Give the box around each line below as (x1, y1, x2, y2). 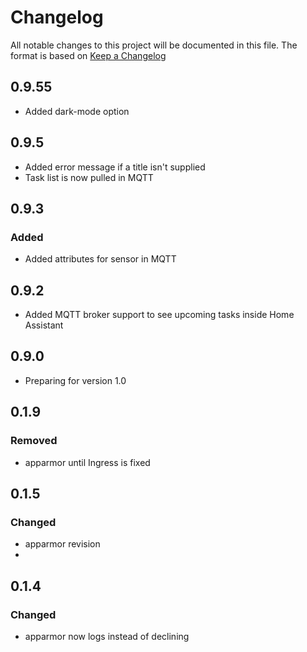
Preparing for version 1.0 (24, 374, 127, 386)
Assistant (24, 319, 64, 331)
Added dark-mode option (24, 105, 130, 117)
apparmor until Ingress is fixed (24, 456, 151, 468)
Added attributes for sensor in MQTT (24, 253, 177, 265)
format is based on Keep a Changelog (10, 49, 167, 61)
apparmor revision (24, 538, 101, 550)
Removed (10, 434, 58, 448)
